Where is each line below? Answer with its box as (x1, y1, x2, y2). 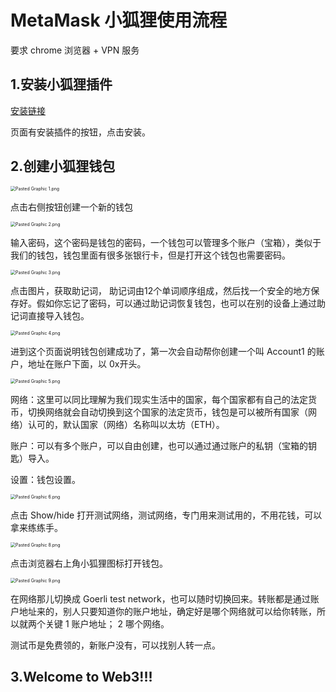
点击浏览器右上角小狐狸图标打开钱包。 (10, 557, 168, 569)
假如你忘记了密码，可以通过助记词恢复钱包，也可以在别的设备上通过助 (36, 297, 326, 309)
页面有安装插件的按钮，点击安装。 (10, 126, 151, 138)
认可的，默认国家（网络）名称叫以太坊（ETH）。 (27, 418, 225, 430)
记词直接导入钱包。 (10, 309, 90, 321)
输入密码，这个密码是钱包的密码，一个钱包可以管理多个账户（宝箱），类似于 (10, 236, 322, 248)
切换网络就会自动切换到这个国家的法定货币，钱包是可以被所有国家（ (27, 406, 308, 418)
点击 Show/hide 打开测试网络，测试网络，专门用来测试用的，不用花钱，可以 (10, 509, 323, 521)
